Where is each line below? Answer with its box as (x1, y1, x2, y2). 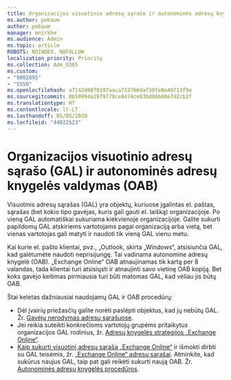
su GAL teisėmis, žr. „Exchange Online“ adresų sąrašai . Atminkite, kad (16, 350, 214, 359)
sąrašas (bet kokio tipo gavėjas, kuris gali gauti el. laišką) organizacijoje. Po (7, 208, 221, 216)
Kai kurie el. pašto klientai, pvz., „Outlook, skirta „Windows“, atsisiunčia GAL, (7, 243, 223, 251)
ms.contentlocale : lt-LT (7, 106, 78, 113)
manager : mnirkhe (7, 29, 57, 36)
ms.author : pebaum (7, 17, 60, 23)
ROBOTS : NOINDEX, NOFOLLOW (7, 49, 85, 56)
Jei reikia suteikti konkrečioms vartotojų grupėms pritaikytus (16, 321, 188, 329)
